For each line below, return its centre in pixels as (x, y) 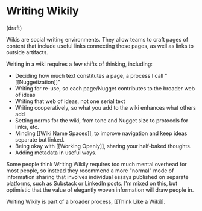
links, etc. (27, 127)
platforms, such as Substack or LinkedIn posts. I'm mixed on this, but (92, 183)
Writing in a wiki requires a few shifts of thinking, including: (79, 64)
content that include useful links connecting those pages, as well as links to (100, 46)
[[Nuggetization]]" (38, 82)
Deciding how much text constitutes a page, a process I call (89, 75)
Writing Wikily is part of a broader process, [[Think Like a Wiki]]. (86, 201)
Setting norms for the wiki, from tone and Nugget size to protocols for (102, 120)
